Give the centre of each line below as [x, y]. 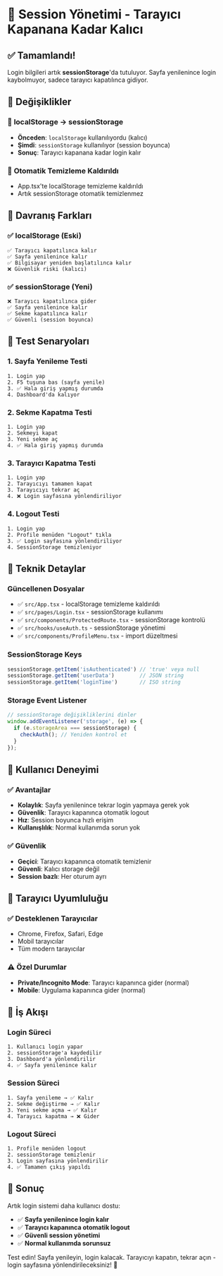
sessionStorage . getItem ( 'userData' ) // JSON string [96, 676]
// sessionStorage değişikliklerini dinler [72, 715]
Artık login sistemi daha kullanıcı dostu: [64, 1205]
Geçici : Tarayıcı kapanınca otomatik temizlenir [84, 861]
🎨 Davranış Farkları [50, 215]
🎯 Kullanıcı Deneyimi [53, 770]
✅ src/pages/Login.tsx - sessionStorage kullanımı [90, 612]
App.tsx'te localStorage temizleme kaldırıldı [80, 186]
